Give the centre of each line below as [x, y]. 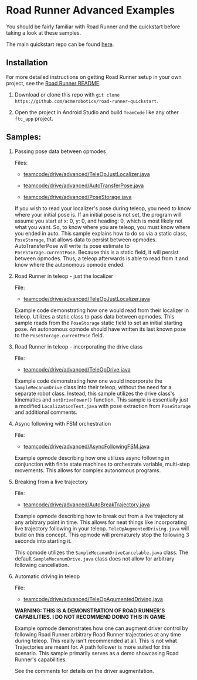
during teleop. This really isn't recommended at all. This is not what [96, 641]
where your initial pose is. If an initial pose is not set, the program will [98, 214]
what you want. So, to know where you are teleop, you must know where [102, 227]
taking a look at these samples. [43, 32]
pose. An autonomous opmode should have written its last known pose [100, 329]
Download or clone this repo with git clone [67, 94]
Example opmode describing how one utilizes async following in [92, 457]
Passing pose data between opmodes [60, 151]
